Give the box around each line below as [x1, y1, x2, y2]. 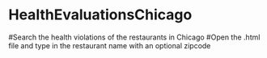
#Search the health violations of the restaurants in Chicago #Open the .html [8, 32, 261, 42]
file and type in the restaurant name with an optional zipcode [8, 40, 211, 50]
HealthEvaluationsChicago [8, 6, 193, 24]
